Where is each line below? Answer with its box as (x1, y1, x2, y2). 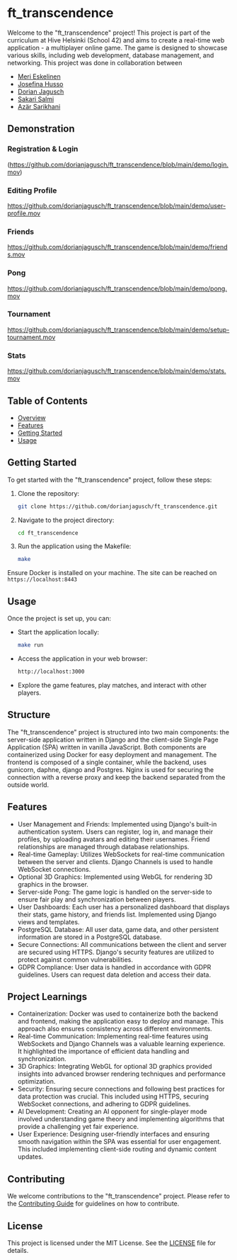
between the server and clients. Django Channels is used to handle (17, 857, 214, 865)
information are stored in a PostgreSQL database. (17, 933, 162, 941)
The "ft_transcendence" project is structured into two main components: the (7, 727, 230, 736)
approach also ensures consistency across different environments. (17, 1025, 212, 1033)
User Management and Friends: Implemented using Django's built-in (17, 819, 217, 828)
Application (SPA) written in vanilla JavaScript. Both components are (7, 742, 207, 751)
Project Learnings (7, 990, 88, 1003)
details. (7, 1246, 29, 1254)
